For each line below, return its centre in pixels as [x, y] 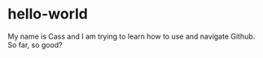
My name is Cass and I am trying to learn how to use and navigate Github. [131, 36]
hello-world [48, 14]
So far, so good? [35, 44]
